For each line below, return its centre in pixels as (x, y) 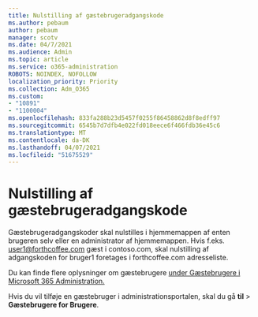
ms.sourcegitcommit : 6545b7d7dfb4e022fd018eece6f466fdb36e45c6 (114, 125)
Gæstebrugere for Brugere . (54, 305)
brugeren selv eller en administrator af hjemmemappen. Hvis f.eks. (116, 241)
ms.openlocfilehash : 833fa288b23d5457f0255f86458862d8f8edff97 (114, 118)
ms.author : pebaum (38, 23)
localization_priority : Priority (63, 81)
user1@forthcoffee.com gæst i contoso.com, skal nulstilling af (108, 249)
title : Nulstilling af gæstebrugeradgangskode (86, 15)
